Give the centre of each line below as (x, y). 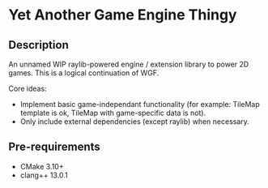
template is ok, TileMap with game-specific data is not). (113, 113)
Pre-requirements (55, 147)
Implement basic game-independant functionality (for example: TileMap (140, 104)
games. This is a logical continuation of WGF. (84, 73)
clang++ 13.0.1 (44, 175)
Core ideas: (28, 88)
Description (38, 45)
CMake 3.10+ (42, 166)
